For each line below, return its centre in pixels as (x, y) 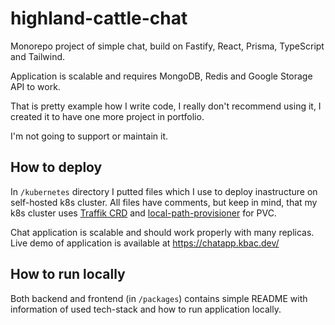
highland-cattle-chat (99, 18)
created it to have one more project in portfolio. (107, 116)
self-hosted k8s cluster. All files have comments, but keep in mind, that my (164, 202)
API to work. (35, 86)
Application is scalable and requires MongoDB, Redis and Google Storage (161, 76)
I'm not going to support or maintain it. (89, 136)
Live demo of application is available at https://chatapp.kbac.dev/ (145, 243)
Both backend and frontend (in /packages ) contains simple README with (159, 298)
